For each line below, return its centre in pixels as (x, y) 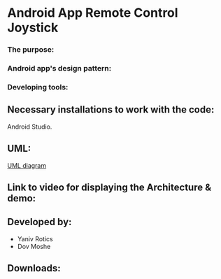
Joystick (33, 28)
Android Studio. (30, 127)
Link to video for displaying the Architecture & (109, 187)
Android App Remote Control (93, 13)
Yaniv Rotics (35, 238)
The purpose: (31, 50)
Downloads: (34, 268)
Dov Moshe (34, 246)
